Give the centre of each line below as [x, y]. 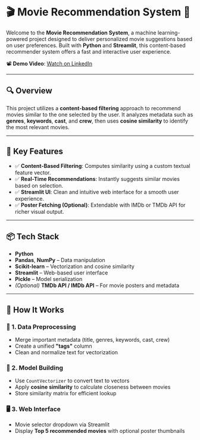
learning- [169, 32]
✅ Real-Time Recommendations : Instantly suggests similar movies [97, 179]
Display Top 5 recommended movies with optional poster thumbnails [100, 430]
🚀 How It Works [35, 310]
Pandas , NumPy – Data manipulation [60, 260]
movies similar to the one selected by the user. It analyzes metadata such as [100, 114]
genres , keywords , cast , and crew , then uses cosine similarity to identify [97, 121]
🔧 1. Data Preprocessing [41, 327]
